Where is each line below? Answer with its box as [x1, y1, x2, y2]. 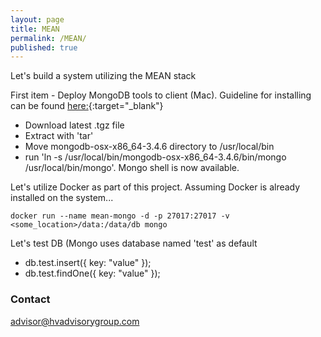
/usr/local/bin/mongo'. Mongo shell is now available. [24, 162, 240, 174]
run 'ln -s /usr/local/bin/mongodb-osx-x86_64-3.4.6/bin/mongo [24, 151, 287, 163]
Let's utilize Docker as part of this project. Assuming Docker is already [10, 181, 301, 193]
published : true [10, 42, 78, 53]
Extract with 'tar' [24, 130, 94, 142]
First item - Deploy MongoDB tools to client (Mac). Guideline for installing [10, 89, 312, 101]
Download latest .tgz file [24, 119, 125, 131]
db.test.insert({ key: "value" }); [24, 257, 152, 269]
